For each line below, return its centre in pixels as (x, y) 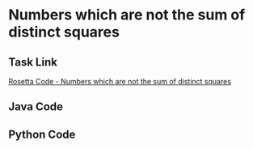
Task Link (33, 62)
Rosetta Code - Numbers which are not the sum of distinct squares (120, 81)
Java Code (36, 107)
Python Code (42, 134)
